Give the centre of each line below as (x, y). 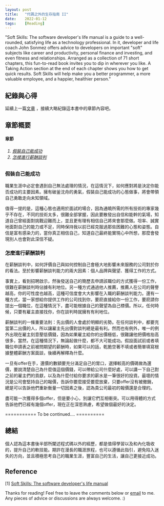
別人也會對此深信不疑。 (33, 239)
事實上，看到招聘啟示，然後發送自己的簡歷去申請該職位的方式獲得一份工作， (82, 281)
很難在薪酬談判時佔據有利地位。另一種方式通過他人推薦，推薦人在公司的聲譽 (82, 287)
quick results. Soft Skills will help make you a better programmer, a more (78, 74)
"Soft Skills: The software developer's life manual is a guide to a (69, 37)
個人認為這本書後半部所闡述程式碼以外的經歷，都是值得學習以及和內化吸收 (80, 443)
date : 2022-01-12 (26, 19)
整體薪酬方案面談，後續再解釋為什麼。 (48, 353)
